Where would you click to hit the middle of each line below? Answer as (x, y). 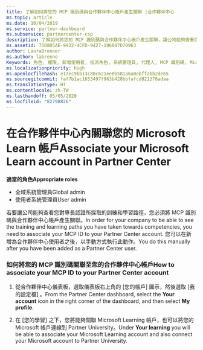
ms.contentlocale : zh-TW (37, 91)
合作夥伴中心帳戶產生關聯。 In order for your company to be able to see (105, 220)
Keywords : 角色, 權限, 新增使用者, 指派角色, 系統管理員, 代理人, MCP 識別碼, (97, 62)
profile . (24, 307)
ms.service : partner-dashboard (46, 29)
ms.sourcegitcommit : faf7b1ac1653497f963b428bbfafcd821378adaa (88, 79)
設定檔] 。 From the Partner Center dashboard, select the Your (98, 294)
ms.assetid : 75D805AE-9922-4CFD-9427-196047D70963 (71, 46)
